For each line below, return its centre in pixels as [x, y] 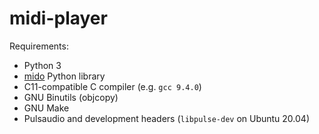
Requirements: [39, 46]
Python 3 [42, 65]
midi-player [58, 18]
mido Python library [64, 76]
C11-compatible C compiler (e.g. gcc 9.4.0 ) [112, 86]
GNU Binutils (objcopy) [71, 97]
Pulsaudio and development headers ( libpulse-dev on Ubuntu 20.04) [167, 118]
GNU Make [46, 108]
